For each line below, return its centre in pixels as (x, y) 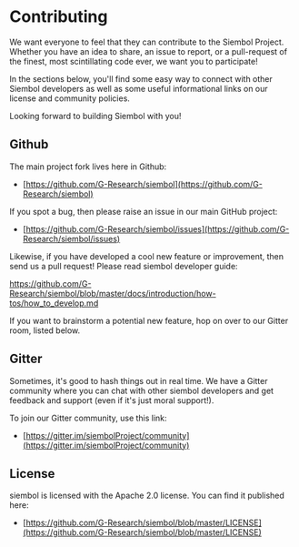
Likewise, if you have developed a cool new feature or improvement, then (147, 256)
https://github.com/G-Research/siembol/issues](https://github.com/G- (158, 228)
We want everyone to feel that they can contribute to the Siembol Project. (147, 42)
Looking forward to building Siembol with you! (95, 116)
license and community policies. (70, 98)
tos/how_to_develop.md (54, 303)
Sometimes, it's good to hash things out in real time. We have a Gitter (139, 380)
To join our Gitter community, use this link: (88, 418)
